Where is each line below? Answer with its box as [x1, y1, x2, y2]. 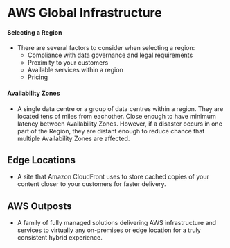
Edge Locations [7, 154, 76, 166]
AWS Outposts [7, 200, 72, 212]
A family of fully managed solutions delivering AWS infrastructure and [17, 219, 217, 227]
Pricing [27, 73, 48, 81]
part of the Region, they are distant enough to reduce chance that [17, 126, 205, 135]
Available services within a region [27, 66, 123, 74]
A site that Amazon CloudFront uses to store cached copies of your [17, 172, 209, 181]
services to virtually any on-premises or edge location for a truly [17, 226, 201, 234]
